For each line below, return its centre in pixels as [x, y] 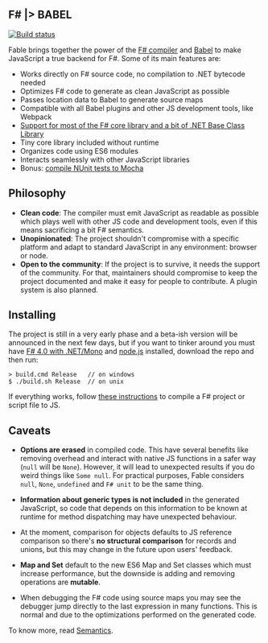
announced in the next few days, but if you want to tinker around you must [132, 343]
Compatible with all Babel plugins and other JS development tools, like [136, 108]
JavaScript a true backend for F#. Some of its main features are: [115, 58]
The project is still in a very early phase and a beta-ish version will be [123, 334]
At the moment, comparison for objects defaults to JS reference [126, 533]
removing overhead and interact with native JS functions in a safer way [138, 459]
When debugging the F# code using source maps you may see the [130, 598]
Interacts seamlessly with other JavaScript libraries [105, 159]
